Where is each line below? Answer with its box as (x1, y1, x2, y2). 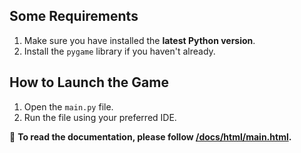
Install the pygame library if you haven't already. (23, 45, 216, 57)
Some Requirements (9, 8, 139, 25)
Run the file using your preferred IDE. (23, 111, 177, 123)
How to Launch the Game (9, 74, 169, 91)
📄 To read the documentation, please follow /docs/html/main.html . (9, 130, 292, 143)
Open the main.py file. (23, 100, 114, 113)
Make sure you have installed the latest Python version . (23, 34, 256, 46)
